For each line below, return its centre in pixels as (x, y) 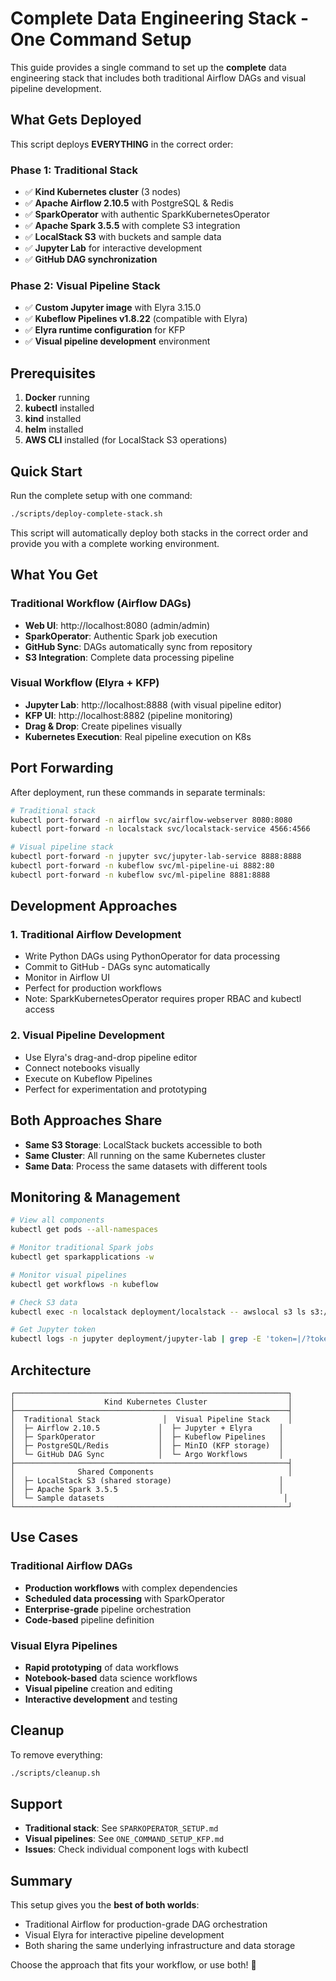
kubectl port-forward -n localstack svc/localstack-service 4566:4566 (160, 829)
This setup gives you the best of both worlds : (105, 1905)
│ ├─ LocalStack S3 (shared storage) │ (147, 1480)
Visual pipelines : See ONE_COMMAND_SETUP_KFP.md (124, 1839)
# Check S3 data (44, 1302)
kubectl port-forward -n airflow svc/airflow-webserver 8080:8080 (151, 820)
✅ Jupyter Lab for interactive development (113, 248)
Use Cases (44, 1537)
